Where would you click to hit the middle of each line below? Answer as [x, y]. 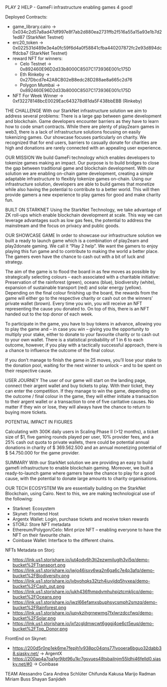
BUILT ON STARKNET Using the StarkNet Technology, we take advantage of [83, 210]
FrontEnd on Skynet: [26, 638]
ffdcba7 [20, 53]
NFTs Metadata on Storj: [30, 550]
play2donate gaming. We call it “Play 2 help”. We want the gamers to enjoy [82, 246]
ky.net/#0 [22, 664]
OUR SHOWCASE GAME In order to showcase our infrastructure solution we [83, 235]
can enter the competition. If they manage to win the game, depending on [81, 391]
